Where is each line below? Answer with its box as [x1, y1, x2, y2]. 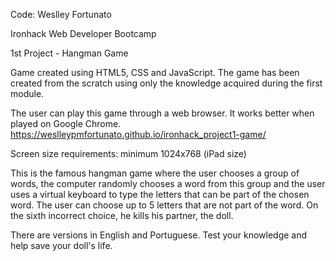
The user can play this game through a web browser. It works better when [10, 107, 315, 119]
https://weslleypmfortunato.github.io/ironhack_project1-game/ [10, 129, 267, 140]
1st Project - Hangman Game [10, 47, 129, 59]
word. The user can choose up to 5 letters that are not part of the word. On [10, 199, 319, 211]
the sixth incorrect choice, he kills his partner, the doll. [10, 210, 234, 221]
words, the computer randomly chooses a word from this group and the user [10, 178, 326, 189]
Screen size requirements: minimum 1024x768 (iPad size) [10, 148, 247, 159]
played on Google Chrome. [10, 118, 122, 129]
